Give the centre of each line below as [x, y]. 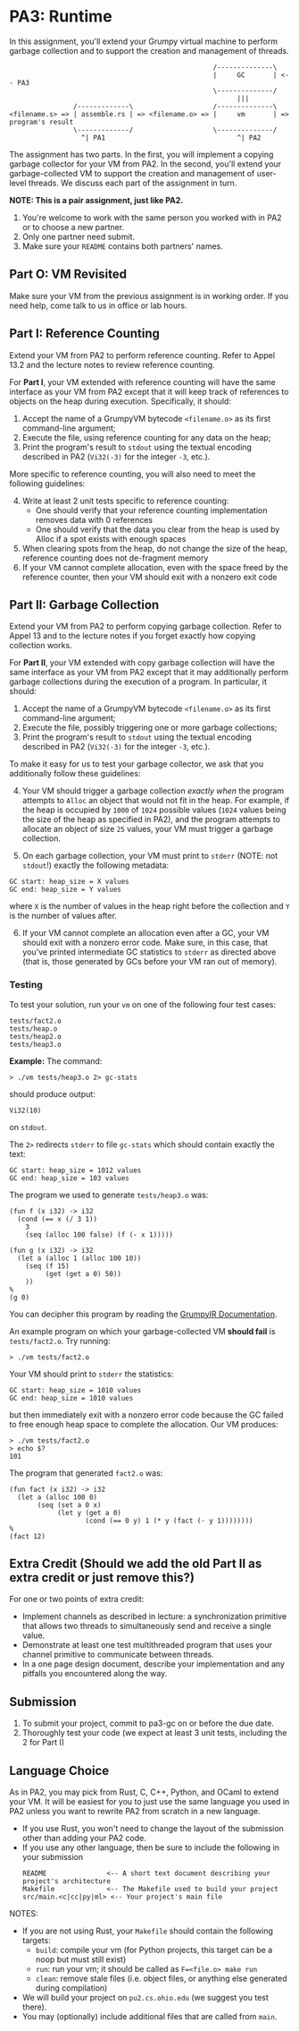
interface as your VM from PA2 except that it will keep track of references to [149, 391]
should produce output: [52, 1093]
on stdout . [28, 1127]
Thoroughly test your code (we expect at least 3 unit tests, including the [154, 1733]
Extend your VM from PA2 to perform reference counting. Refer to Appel [142, 355]
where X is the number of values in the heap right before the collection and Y [149, 906]
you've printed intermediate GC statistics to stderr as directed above [149, 952]
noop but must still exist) [81, 1959]
